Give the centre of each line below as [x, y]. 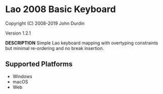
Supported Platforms [39, 64]
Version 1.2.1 [18, 33]
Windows [22, 76]
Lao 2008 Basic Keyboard [61, 9]
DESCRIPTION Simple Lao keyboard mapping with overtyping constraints [82, 43]
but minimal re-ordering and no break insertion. [55, 48]
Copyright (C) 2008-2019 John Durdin [45, 23]
